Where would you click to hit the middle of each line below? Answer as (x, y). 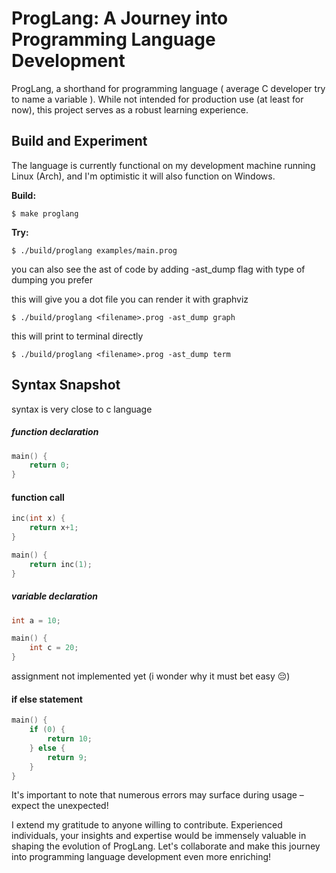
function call (38, 497)
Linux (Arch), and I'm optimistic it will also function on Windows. (143, 176)
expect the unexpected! (60, 806)
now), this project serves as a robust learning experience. (130, 109)
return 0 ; (50, 465)
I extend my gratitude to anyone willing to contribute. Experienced (147, 825)
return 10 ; (70, 739)
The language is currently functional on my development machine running (163, 165)
